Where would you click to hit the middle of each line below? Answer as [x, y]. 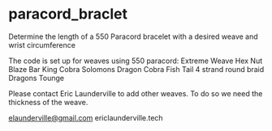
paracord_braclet [68, 14]
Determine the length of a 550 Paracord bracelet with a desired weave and [133, 36]
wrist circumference [42, 44]
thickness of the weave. [48, 102]
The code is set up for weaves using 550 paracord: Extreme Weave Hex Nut [136, 61]
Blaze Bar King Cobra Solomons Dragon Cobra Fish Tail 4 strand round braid [136, 69]
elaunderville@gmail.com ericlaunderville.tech [86, 117]
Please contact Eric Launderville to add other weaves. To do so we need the [136, 93]
